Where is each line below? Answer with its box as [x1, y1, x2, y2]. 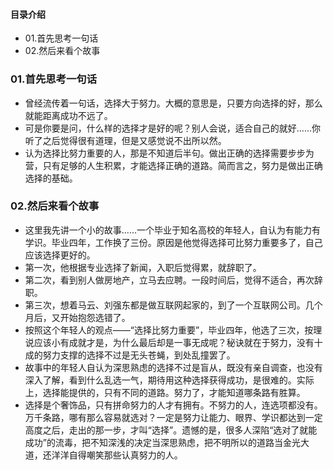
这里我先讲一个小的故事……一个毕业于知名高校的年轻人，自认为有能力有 [24, 224, 321, 236]
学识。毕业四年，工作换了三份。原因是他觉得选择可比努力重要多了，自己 [24, 236, 323, 248]
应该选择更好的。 [24, 249, 96, 261]
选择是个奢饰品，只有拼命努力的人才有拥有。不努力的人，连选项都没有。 [24, 399, 323, 411]
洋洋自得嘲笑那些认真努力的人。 [51, 449, 183, 461]
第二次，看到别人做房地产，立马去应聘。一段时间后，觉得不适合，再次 [24, 274, 315, 286]
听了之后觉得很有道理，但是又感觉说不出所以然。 [24, 134, 227, 146]
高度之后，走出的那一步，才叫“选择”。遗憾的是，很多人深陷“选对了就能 [24, 424, 318, 436]
